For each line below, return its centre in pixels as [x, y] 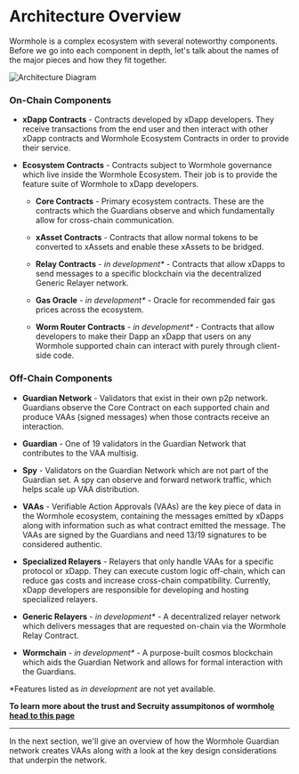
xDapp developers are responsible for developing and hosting [135, 590]
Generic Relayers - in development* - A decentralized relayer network [151, 617]
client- [268, 346]
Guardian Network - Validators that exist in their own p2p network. [145, 398]
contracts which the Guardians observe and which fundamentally [155, 211]
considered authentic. [62, 544]
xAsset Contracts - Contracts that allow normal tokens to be [147, 238]
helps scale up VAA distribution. [81, 489]
